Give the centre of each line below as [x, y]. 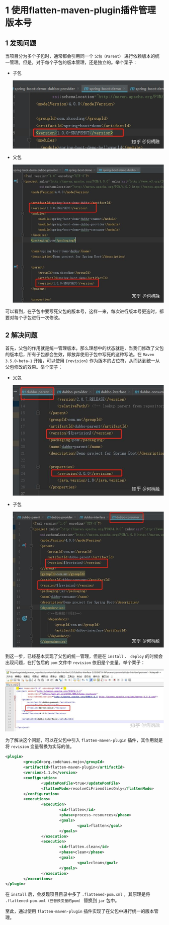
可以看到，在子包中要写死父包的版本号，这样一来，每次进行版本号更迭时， [82, 311]
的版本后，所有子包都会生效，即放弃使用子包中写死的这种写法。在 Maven [80, 355]
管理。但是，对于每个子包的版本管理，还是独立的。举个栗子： [73, 62]
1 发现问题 [21, 43]
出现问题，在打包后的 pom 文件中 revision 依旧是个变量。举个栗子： [75, 662]
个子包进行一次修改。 [40, 318]
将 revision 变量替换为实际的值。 [40, 746]
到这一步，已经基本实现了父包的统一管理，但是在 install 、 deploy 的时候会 [84, 656]
